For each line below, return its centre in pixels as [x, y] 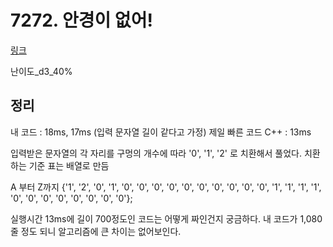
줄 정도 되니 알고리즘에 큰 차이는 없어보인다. [96, 231]
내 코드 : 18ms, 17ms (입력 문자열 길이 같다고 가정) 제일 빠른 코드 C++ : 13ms [161, 132]
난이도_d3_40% [41, 71]
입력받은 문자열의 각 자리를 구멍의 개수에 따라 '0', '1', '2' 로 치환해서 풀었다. [156, 153]
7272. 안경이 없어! [81, 20]
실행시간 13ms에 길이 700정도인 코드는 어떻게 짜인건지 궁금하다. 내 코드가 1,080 [166, 218]
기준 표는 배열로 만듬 [69, 165]
